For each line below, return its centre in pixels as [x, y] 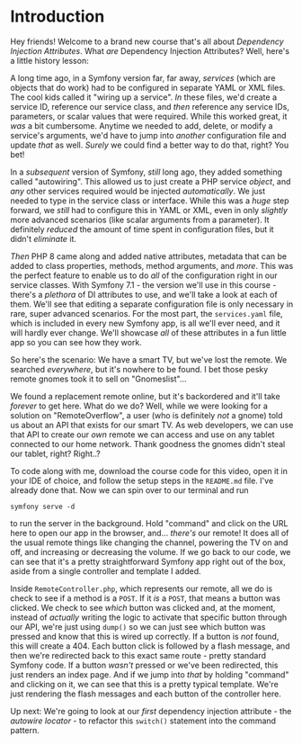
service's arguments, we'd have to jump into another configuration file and [148, 135]
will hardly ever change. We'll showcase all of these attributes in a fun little [148, 332]
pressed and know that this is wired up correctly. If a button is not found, [145, 636]
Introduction [58, 17]
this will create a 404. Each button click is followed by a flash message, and [150, 646]
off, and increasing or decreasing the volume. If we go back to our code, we [151, 551]
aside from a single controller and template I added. [106, 571]
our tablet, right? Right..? [56, 453]
